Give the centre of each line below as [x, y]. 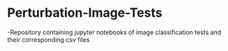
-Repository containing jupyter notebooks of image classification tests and [114, 32]
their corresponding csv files [48, 39]
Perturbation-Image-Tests [85, 13]
